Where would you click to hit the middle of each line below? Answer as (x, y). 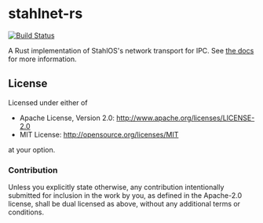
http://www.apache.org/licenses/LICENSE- (186, 118)
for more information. (42, 59)
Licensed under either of (48, 102)
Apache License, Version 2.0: (67, 118)
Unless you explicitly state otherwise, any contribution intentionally (116, 187)
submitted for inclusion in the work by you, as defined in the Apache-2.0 (125, 196)
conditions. (26, 212)
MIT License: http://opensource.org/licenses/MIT (99, 134)
